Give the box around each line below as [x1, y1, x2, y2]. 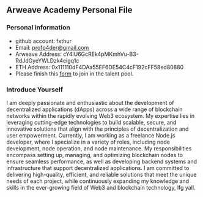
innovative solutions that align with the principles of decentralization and [6, 125, 189, 133]
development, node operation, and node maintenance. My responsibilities [6, 144, 192, 152]
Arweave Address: [15, 50, 62, 58]
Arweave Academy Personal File [6, 5, 133, 15]
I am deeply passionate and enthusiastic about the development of [6, 99, 174, 106]
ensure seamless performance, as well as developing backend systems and [6, 158, 197, 165]
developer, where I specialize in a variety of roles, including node [6, 138, 170, 145]
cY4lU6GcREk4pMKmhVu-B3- [63, 50, 139, 58]
